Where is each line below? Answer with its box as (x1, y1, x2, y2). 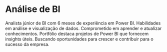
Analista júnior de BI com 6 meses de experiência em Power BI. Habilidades (5, 20, 161, 26)
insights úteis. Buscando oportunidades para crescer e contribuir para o (5, 36, 153, 42)
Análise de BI (5, 3, 61, 15)
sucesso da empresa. (5, 41, 49, 47)
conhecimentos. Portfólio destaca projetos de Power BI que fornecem (5, 30, 149, 36)
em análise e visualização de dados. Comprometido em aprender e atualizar (5, 25, 162, 31)
